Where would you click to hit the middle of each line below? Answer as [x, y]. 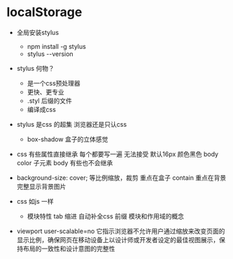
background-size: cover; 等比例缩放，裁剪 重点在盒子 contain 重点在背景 [121, 177]
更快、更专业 [45, 92]
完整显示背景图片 [41, 186]
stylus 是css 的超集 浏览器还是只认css [72, 124]
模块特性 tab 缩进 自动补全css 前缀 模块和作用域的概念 [106, 216]
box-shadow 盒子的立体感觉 [68, 139]
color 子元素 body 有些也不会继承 [65, 162]
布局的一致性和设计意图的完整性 [69, 248]
